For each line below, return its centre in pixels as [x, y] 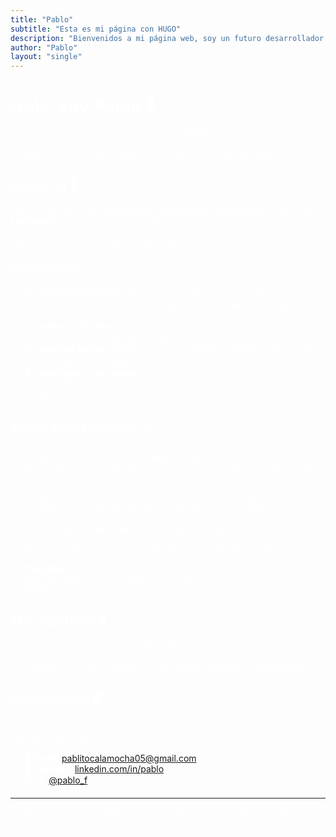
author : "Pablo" [44, 47]
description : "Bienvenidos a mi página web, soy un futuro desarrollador [167, 38]
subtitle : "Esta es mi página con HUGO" [96, 29]
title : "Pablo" [42, 19]
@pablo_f [68, 780]
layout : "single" [46, 57]
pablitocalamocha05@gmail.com [129, 758]
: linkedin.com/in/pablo [117, 768]
